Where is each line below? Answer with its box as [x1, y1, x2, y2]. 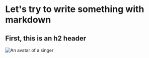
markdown [5, 14, 51, 25]
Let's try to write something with [5, 3, 144, 15]
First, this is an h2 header [5, 34, 87, 42]
